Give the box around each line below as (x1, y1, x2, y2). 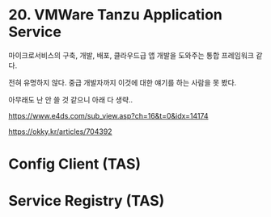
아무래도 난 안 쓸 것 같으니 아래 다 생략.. (8, 94, 133, 104)
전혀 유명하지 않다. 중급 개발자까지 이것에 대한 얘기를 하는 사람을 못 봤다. (8, 77, 237, 87)
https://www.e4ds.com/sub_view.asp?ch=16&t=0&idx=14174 (8, 111, 209, 120)
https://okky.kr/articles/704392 (8, 127, 112, 136)
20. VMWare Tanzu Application (8, 6, 222, 24)
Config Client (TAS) (8, 155, 142, 173)
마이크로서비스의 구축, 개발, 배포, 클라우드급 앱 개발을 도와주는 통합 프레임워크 (8, 50, 255, 60)
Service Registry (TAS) (8, 192, 165, 211)
